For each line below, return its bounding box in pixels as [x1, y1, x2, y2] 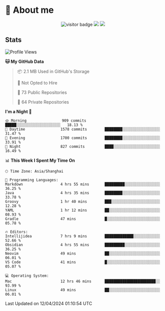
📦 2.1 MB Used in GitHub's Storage [17, 68, 90, 74]
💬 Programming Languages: [5, 178, 58, 182]
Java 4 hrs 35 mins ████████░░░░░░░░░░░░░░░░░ [5, 190, 161, 195]
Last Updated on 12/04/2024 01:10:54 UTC [5, 300, 92, 306]
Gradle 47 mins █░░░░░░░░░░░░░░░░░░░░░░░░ [5, 216, 161, 222]
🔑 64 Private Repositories [17, 99, 69, 105]
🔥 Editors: [5, 229, 28, 234]
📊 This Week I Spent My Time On [5, 157, 75, 163]
